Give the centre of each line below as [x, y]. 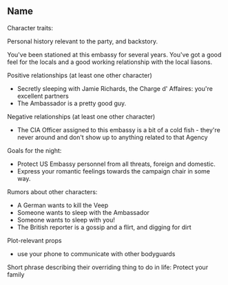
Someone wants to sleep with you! [66, 220]
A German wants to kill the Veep [63, 205]
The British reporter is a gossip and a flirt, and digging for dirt [104, 227]
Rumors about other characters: [52, 191]
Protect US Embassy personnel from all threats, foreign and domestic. [116, 164]
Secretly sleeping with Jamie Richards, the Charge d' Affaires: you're [115, 88]
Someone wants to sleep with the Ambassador [83, 212]
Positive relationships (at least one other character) [80, 75]
